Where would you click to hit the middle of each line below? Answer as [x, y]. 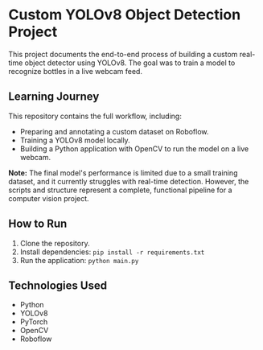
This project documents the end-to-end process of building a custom [123, 54]
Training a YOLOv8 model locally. [75, 140]
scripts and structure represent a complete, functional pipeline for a [120, 190]
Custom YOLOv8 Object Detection [125, 15]
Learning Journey [54, 97]
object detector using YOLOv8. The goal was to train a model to [130, 63]
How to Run [38, 224]
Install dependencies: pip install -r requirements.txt [112, 252]
